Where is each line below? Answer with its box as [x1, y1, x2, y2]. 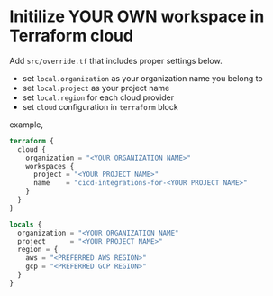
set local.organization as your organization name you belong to [22, 72, 263, 83]
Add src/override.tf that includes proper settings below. [9, 55, 223, 66]
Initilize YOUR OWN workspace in [9, 6, 265, 27]
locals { [9, 219, 42, 229]
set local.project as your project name [22, 82, 170, 93]
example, [9, 119, 43, 130]
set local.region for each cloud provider [22, 92, 175, 103]
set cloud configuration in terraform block [22, 101, 178, 112]
